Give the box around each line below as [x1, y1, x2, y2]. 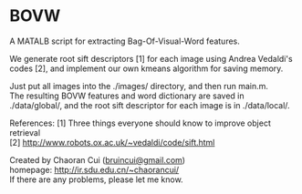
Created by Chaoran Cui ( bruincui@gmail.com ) [9, 154, 185, 165]
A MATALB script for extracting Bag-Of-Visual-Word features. [9, 36, 240, 46]
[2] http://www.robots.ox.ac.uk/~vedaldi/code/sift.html [9, 137, 215, 148]
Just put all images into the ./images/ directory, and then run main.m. [9, 80, 269, 91]
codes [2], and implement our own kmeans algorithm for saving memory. [9, 63, 284, 74]
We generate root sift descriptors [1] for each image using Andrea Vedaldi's [9, 53, 294, 64]
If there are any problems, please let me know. [9, 174, 184, 185]
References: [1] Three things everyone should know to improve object [9, 117, 271, 128]
